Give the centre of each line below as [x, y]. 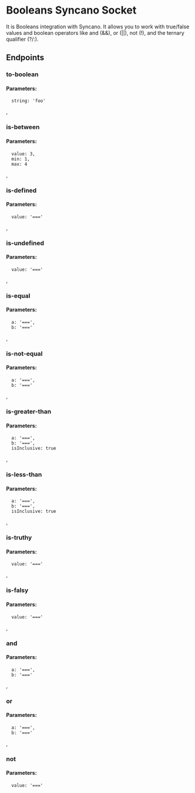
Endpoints [25, 57]
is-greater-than [29, 412]
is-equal [18, 295]
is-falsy [17, 590]
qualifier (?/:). [22, 39]
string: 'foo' [28, 101]
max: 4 [19, 164]
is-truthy [19, 538]
